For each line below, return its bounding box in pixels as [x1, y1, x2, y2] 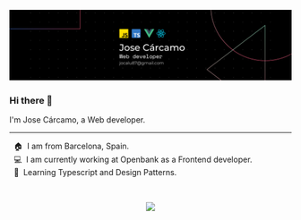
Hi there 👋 [9, 94, 54, 106]
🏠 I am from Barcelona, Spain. [13, 140, 130, 152]
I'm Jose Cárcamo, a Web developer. [9, 114, 146, 125]
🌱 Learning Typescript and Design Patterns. [13, 167, 177, 178]
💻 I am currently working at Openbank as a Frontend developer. [13, 154, 253, 165]
